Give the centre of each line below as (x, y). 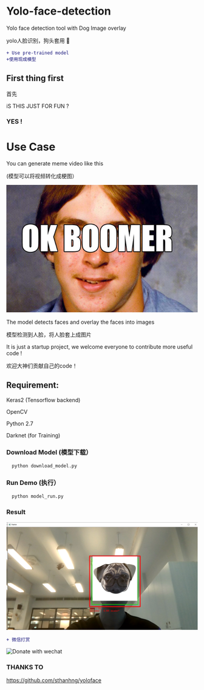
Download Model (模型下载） (49, 452)
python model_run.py (38, 497)
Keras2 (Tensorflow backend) (43, 400)
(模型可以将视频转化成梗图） (42, 176)
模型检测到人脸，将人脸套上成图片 (49, 335)
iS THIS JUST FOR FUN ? (38, 106)
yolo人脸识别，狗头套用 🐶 (38, 40)
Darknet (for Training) (33, 435)
